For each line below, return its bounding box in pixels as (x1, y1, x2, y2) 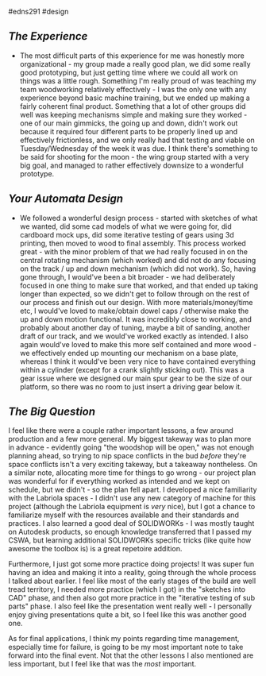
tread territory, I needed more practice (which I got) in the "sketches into (8, 585, 246, 594)
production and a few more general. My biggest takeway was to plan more (8, 435, 252, 444)
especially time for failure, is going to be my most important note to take (8, 643, 244, 652)
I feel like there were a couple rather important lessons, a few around (8, 426, 233, 435)
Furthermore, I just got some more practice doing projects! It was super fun (8, 559, 255, 569)
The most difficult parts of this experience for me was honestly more (19, 51, 245, 60)
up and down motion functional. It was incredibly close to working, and (19, 314, 252, 324)
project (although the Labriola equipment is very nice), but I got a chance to (8, 502, 256, 512)
